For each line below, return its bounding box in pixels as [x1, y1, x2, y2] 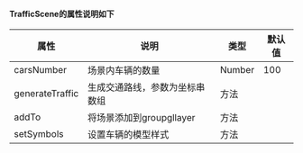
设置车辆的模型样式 [87, 129, 170, 141]
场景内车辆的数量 [87, 64, 161, 76]
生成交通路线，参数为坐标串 [87, 81, 206, 94]
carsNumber [14, 64, 68, 76]
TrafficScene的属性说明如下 [9, 8, 115, 19]
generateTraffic [14, 87, 79, 100]
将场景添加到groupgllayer [87, 112, 196, 124]
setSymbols [14, 128, 64, 140]
